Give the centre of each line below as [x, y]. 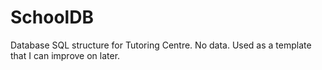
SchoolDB [52, 17]
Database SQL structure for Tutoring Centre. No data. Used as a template [161, 45]
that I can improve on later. [65, 55]
